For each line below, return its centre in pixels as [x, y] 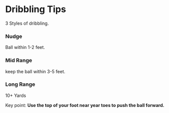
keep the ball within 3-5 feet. [35, 71]
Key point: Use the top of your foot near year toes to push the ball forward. [85, 105]
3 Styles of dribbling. [27, 23]
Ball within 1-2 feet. [25, 47]
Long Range [20, 84]
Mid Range [19, 61]
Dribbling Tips [36, 9]
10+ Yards [16, 95]
